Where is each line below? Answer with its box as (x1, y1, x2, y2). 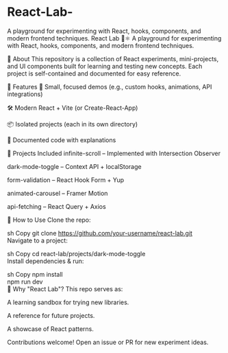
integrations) (7, 90, 43, 98)
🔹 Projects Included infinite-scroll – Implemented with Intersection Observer (7, 149, 221, 157)
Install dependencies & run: (7, 257, 84, 265)
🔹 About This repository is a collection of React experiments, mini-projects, (7, 54, 219, 62)
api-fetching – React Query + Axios (7, 202, 106, 210)
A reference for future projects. (7, 311, 95, 319)
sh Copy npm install (7, 270, 63, 278)
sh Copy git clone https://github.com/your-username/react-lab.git (7, 229, 193, 237)
